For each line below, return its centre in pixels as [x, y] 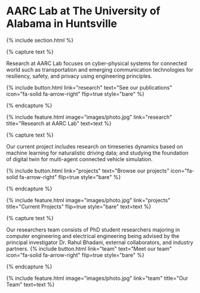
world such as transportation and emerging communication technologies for [100, 69]
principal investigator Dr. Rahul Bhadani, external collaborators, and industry [100, 242]
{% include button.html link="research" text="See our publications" [89, 87]
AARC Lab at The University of [83, 11]
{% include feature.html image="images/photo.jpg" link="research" [89, 117]
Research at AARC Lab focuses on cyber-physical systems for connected [96, 63]
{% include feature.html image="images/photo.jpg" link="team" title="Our [97, 278]
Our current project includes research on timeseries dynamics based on [95, 146]
